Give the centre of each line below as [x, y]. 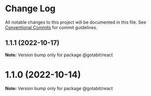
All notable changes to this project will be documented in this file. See [76, 22]
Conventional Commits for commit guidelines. [51, 27]
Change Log [30, 9]
